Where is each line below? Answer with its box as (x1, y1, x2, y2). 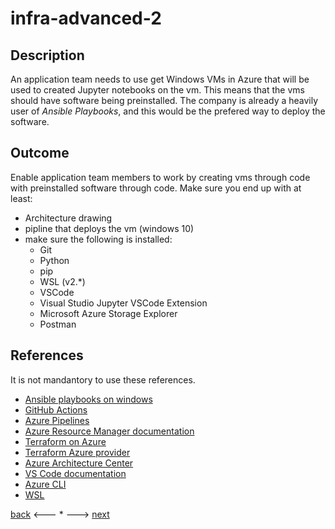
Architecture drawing (24, 212, 113, 224)
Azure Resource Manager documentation (24, 425, 195, 437)
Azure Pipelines (24, 414, 90, 426)
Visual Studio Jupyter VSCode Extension (39, 297, 208, 309)
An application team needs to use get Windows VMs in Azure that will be (10, 73, 310, 85)
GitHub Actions (24, 403, 88, 416)
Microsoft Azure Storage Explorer (39, 307, 178, 319)
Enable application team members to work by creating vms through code (10, 171, 311, 183)
